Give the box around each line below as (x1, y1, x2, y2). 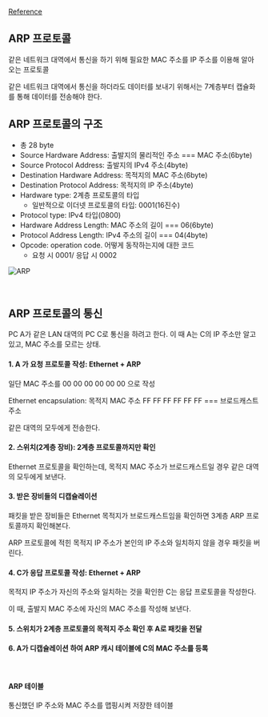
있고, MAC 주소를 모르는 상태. (8, 339, 102, 349)
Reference (8, 7, 42, 16)
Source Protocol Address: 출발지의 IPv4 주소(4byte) (19, 160, 189, 170)
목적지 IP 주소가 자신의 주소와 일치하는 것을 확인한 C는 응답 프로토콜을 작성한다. (8, 587, 257, 597)
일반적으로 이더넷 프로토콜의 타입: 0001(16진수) (31, 200, 181, 210)
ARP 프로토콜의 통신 (8, 307, 103, 321)
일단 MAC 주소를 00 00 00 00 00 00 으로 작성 (8, 379, 156, 388)
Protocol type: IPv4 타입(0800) (19, 210, 122, 219)
